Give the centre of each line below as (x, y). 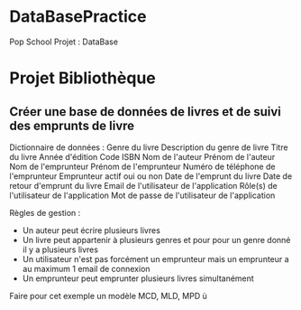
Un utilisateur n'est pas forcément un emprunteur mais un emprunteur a (156, 258)
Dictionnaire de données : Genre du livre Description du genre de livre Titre (149, 147)
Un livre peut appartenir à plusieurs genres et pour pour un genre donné (156, 240)
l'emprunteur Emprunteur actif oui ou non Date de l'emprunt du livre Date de (151, 176)
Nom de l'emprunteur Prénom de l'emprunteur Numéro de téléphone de (142, 166)
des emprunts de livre (72, 125)
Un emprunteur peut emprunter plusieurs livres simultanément (138, 278)
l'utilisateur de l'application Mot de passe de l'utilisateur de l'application (142, 195)
